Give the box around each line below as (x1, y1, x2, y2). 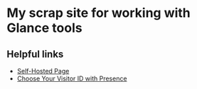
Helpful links (6, 48, 64, 60)
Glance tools (6, 20, 82, 36)
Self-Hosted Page (16, 67, 70, 75)
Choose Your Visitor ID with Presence (16, 74, 127, 83)
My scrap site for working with (6, 5, 191, 21)
